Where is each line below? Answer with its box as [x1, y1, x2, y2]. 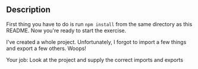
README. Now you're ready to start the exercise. [6, 27, 127, 34]
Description [6, 5, 51, 15]
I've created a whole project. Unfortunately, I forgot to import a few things [6, 38, 187, 45]
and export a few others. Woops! [6, 45, 86, 52]
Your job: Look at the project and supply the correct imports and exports [6, 56, 183, 63]
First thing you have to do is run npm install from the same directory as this [6, 20, 193, 27]
